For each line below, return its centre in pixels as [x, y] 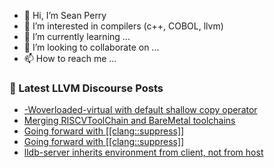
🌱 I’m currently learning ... [77, 36]
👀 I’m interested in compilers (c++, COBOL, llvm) [123, 26]
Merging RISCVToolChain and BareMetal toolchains [129, 121]
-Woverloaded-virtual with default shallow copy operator [140, 110]
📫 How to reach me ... [70, 58]
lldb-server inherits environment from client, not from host [143, 152]
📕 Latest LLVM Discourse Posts [86, 88]
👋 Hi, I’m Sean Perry [65, 15]
